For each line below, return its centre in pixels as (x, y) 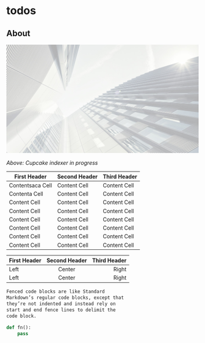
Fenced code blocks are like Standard (56, 292)
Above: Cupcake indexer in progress (52, 163)
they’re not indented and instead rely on (61, 304)
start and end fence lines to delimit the (61, 310)
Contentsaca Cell (31, 185)
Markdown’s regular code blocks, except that (65, 298)
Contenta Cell (26, 194)
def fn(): (19, 327)
